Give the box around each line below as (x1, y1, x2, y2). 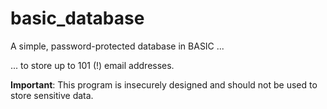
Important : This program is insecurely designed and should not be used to (10, 78, 318, 91)
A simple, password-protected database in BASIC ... (10, 40, 225, 52)
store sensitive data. (10, 89, 94, 101)
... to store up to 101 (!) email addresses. (10, 59, 175, 71)
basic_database (10, 7, 145, 30)
